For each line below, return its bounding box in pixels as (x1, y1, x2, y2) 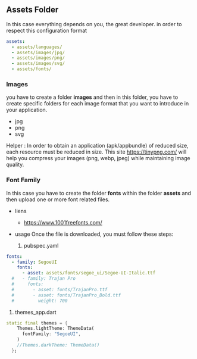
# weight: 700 (11, 298, 68, 304)
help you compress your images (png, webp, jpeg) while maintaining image (6, 155, 190, 162)
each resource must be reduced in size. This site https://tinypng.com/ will (6, 148, 187, 155)
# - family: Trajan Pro (11, 276, 76, 282)
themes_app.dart (14, 308, 57, 316)
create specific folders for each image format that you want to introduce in (6, 100, 189, 107)
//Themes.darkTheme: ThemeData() (17, 342, 100, 348)
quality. (6, 161, 24, 168)
